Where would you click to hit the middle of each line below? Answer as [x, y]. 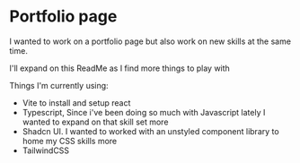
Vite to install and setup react [76, 103]
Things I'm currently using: [59, 85]
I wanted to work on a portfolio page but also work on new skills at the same [150, 41]
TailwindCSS [46, 150]
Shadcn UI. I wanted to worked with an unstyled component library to [151, 131]
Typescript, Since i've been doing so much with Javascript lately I [144, 112]
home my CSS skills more [70, 141]
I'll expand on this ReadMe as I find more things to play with [120, 68]
